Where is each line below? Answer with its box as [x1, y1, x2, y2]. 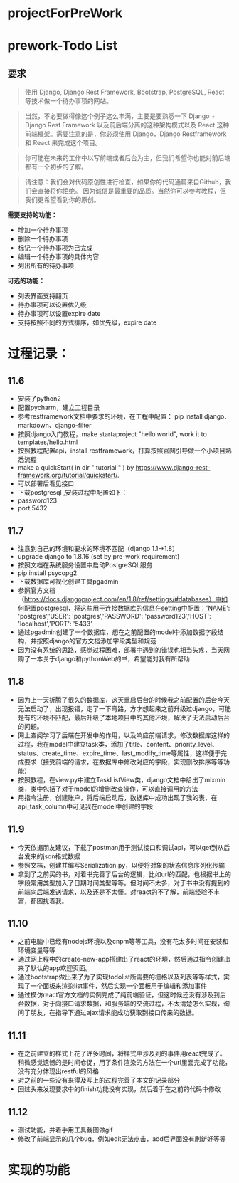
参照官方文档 [17, 586, 55, 594]
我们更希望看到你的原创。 [24, 196, 100, 204]
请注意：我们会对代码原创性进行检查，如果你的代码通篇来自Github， [24, 178, 225, 186]
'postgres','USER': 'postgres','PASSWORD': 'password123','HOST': [17, 612, 211, 620]
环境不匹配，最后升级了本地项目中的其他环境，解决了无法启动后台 [36, 713, 230, 722]
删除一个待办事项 [17, 235, 68, 243]
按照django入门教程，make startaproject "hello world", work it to [17, 430, 208, 438]
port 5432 [17, 504, 48, 512]
